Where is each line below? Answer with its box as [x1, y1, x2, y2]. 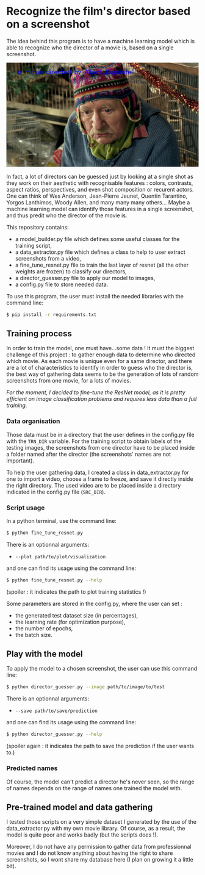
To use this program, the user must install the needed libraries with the [6, 292, 184, 300]
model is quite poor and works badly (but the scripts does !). [6, 831, 159, 838]
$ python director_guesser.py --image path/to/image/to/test [6, 684, 165, 690]
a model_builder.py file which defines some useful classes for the [15, 235, 180, 242]
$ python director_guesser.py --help [6, 731, 103, 738]
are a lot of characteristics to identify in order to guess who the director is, [6, 364, 193, 372]
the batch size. [15, 631, 53, 638]
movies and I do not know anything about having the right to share [6, 849, 173, 857]
